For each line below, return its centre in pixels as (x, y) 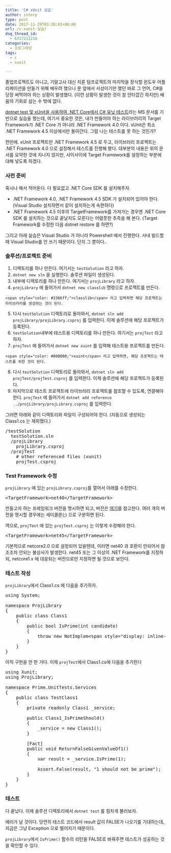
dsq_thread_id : (21, 34)
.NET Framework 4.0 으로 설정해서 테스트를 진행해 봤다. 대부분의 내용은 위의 (82, 148)
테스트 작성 (18, 573)
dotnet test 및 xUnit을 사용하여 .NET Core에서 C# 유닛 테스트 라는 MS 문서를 (82, 112)
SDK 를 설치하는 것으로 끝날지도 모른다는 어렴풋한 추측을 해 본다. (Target (85, 218)
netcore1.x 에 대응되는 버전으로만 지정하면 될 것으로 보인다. (71, 559)
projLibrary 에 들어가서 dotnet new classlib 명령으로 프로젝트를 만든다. (86, 287)
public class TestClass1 (47, 698)
